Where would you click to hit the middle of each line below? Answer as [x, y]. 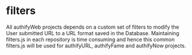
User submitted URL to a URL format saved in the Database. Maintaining [93, 33]
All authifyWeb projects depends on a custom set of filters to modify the [93, 27]
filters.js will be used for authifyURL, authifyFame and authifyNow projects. [96, 46]
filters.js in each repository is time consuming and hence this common [90, 39]
